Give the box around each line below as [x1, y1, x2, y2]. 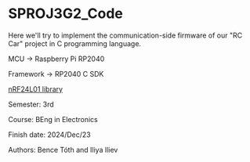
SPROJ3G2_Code [8, 5, 123, 23]
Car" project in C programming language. [8, 38, 142, 48]
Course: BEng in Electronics [8, 114, 98, 124]
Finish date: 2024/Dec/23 [8, 130, 92, 139]
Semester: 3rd [8, 99, 55, 109]
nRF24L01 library [8, 84, 63, 94]
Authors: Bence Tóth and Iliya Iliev [8, 145, 118, 154]
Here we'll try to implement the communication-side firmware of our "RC [8, 31, 243, 40]
